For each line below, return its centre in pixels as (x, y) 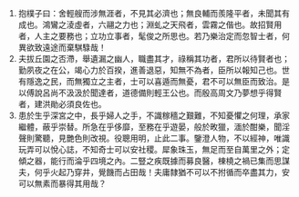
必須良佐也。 (82, 104)
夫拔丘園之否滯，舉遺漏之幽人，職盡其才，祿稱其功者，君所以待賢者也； (154, 59)
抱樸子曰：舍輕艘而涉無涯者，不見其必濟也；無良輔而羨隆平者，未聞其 (150, 13)
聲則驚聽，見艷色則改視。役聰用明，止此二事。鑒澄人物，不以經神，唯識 (154, 138)
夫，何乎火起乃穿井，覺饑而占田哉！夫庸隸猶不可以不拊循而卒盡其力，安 (154, 172)
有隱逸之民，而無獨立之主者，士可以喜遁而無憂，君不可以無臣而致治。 (150, 81)
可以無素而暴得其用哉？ (62, 183)
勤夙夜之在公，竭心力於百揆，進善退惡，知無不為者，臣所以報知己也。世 (154, 70)
